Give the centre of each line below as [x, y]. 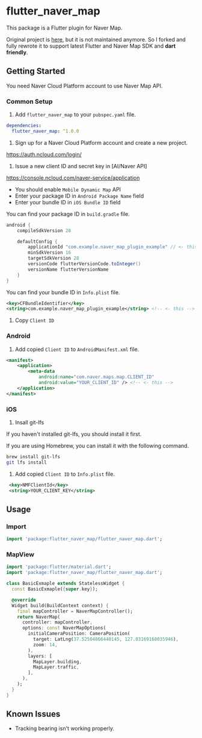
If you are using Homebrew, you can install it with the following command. [98, 446]
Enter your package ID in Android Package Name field [79, 196]
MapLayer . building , [57, 661]
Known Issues [33, 714]
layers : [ [40, 656]
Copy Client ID [34, 320]
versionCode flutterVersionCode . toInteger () [84, 264]
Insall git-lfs [29, 423]
